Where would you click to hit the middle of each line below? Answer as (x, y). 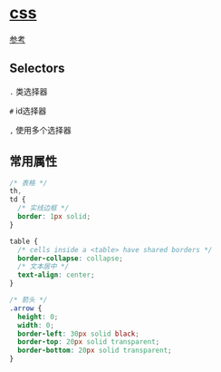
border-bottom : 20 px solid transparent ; (95, 351)
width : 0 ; (36, 325)
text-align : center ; (56, 275)
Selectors (37, 69)
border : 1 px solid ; (54, 217)
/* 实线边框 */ (43, 208)
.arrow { (26, 308)
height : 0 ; (38, 317)
